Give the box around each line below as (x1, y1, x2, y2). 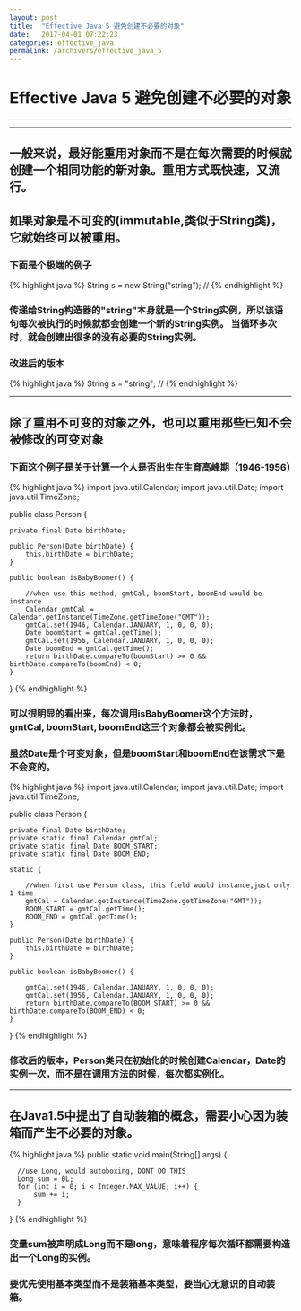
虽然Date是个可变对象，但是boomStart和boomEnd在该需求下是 (9, 747, 285, 760)
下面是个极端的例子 (9, 259, 92, 271)
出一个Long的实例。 (9, 1252, 97, 1264)
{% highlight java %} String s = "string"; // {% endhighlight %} (9, 378, 239, 389)
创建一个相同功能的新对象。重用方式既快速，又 (9, 163, 269, 178)
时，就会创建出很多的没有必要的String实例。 (9, 331, 202, 344)
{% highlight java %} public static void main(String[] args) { (9, 1149, 228, 1160)
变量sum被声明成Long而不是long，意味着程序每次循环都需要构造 (9, 1238, 291, 1251)
